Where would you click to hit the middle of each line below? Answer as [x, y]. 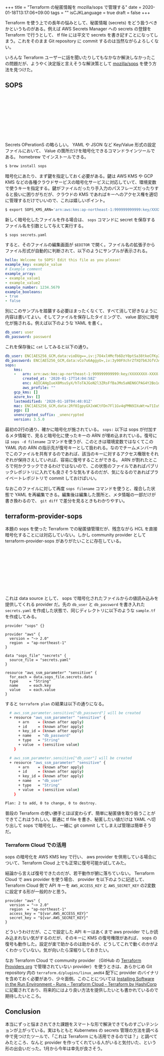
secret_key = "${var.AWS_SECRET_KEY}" [49, 918]
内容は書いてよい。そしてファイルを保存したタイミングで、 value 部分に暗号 [82, 317]
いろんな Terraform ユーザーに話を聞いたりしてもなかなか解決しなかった [78, 57]
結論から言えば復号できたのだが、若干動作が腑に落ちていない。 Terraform [80, 873]
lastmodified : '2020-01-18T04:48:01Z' [53, 401]
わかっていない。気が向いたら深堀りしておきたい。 [60, 950]
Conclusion [23, 1012]
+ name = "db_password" [44, 736]
